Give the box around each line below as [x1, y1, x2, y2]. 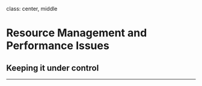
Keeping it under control [6, 63, 99, 73]
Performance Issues [6, 39, 109, 53]
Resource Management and [6, 26, 147, 40]
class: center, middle [6, 5, 58, 12]
